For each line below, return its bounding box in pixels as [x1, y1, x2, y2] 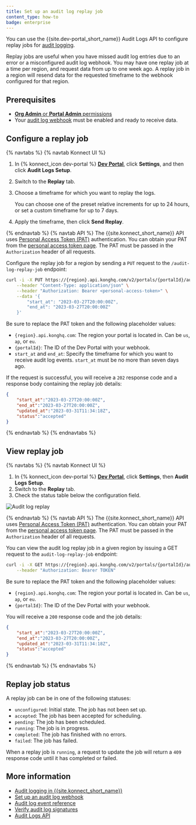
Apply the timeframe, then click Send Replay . [14, 218, 124, 225]
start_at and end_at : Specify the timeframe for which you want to [14, 350, 173, 357]
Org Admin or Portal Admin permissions [14, 111, 113, 118]
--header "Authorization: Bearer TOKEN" [16, 568, 116, 573]
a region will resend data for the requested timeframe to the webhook [6, 71, 173, 79]
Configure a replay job [6, 133, 89, 143]
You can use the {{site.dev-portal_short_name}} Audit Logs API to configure [6, 36, 188, 43]
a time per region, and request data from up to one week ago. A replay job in [6, 66, 190, 73]
